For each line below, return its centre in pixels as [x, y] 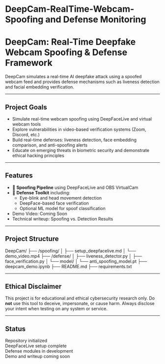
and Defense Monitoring [96, 19]
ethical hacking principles [38, 155]
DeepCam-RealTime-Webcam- [70, 9]
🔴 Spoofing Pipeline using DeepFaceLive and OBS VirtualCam [75, 187]
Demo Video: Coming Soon [40, 213]
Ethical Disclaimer [33, 286]
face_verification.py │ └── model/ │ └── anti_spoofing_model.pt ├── [76, 261]
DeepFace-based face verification [54, 203]
